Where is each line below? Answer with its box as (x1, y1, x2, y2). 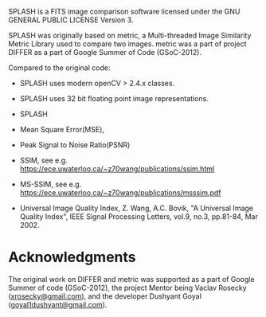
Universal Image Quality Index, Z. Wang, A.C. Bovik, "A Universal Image (19, 203, 253, 213)
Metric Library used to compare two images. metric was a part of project (8, 39, 247, 49)
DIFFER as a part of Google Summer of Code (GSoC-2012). (8, 48, 201, 57)
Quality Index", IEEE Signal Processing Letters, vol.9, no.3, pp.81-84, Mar (19, 212, 259, 221)
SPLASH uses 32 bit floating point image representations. (19, 94, 209, 103)
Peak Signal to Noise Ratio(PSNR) (19, 140, 131, 150)
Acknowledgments (8, 249, 137, 266)
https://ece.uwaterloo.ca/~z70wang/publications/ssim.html (19, 164, 215, 174)
